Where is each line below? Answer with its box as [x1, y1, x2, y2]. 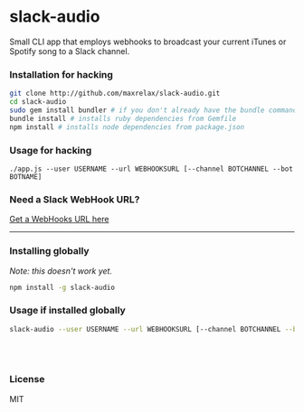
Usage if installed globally [9, 304, 127, 317]
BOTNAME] [9, 172, 43, 182]
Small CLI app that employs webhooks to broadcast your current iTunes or [9, 36, 287, 47]
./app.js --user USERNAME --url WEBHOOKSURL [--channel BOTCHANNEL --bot [9, 164, 294, 173]
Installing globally [9, 245, 90, 257]
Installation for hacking [9, 68, 113, 80]
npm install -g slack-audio [9, 283, 116, 292]
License [9, 373, 45, 386]
